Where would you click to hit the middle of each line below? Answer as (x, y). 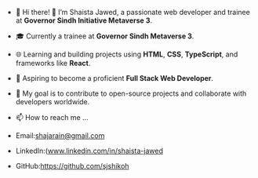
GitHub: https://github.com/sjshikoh (72, 166)
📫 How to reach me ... (52, 117)
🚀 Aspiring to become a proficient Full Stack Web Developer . (114, 78)
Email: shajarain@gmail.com (60, 136)
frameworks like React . (53, 63)
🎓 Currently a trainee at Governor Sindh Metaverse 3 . (105, 36)
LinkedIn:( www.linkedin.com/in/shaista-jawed (89, 151)
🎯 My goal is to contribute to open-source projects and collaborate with (131, 93)
